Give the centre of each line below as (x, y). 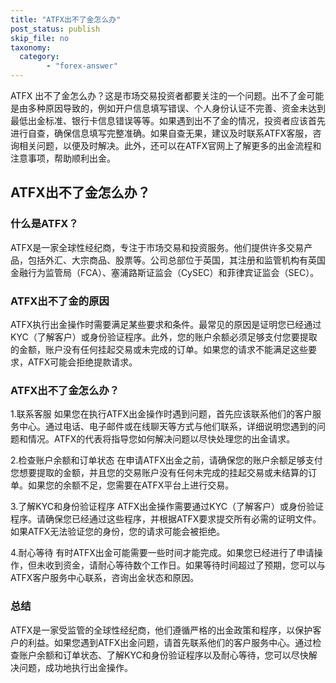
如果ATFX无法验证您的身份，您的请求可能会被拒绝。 (118, 532)
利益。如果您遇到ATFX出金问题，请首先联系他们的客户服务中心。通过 (170, 642)
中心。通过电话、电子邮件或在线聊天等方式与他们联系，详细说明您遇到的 (167, 427)
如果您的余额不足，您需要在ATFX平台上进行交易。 (131, 485)
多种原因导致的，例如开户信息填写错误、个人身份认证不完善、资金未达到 (176, 108)
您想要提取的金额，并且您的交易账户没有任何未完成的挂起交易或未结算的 (159, 473)
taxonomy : (31, 47)
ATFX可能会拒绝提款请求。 (82, 362)
